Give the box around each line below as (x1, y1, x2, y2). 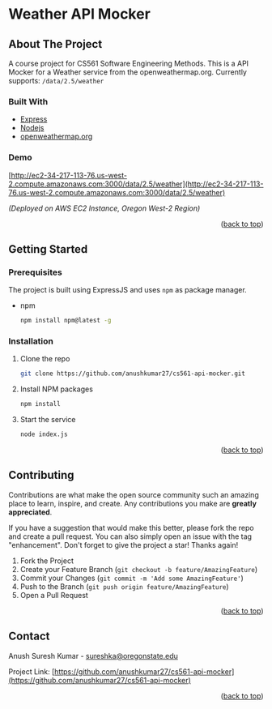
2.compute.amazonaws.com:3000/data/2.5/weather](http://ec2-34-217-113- (8, 179, 264, 189)
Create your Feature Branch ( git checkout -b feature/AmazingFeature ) (19, 564, 258, 574)
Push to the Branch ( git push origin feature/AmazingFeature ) (19, 581, 229, 592)
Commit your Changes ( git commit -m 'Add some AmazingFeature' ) (19, 573, 244, 583)
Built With (8, 96, 49, 107)
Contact (8, 630, 50, 643)
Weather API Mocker (8, 5, 151, 23)
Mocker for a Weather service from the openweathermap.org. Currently (8, 67, 247, 77)
